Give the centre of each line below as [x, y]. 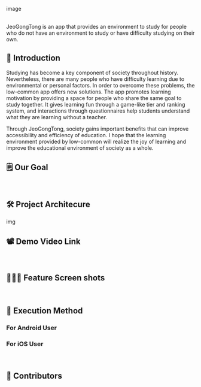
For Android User [31, 328]
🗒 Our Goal [27, 167]
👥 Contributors [34, 376]
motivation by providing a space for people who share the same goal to [94, 98]
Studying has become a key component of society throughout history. [92, 72]
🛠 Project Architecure [48, 205]
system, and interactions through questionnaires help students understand [98, 111]
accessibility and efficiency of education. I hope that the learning [86, 135]
